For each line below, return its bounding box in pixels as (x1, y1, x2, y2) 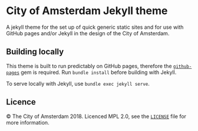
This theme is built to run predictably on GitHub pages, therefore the (6, 62, 172, 69)
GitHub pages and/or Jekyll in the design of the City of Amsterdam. (6, 29, 170, 36)
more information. (6, 119, 49, 126)
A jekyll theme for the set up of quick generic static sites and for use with (6, 23, 184, 31)
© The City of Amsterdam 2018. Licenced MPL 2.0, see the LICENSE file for (6, 113, 187, 120)
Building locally (6, 47, 64, 57)
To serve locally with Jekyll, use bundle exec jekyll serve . (6, 80, 150, 87)
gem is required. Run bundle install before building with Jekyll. (20, 69, 177, 76)
